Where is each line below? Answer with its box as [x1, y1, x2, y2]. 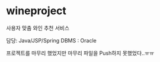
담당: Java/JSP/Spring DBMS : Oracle [6, 37, 97, 44]
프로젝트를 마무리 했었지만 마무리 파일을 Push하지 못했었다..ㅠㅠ [6, 49, 155, 57]
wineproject [6, 4, 67, 18]
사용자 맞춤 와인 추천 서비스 [6, 24, 70, 31]
